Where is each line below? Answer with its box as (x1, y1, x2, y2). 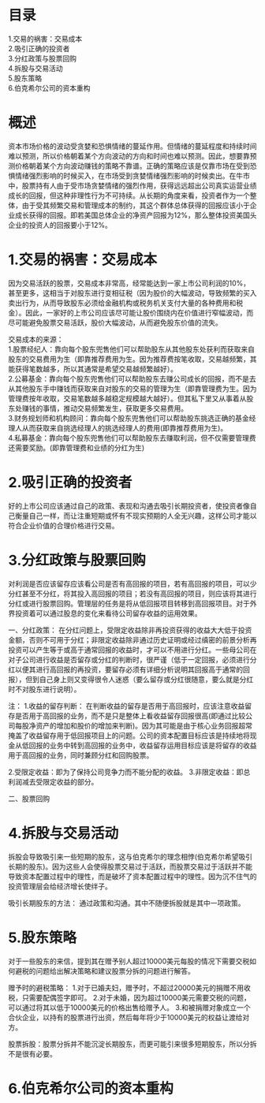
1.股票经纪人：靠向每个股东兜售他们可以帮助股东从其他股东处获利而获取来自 (8, 344, 255, 354)
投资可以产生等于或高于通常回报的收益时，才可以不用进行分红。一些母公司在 (8, 645, 257, 654)
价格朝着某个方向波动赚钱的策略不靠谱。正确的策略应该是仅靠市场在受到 (14, 161, 250, 170)
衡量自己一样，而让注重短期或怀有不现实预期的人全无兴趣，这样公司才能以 (14, 511, 257, 520)
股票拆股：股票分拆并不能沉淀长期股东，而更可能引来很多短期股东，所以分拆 (8, 1039, 257, 1049)
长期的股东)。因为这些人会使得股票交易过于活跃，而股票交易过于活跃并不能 (8, 862, 253, 871)
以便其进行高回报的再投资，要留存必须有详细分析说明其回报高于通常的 (14, 665, 243, 674)
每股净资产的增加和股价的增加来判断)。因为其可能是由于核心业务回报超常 (14, 721, 253, 730)
